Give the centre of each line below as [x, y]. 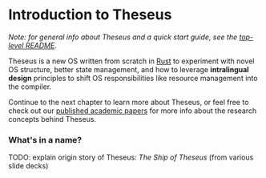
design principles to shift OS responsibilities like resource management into [133, 78]
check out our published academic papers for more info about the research [133, 111]
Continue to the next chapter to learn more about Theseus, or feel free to [129, 102]
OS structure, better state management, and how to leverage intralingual [129, 69]
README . [41, 45]
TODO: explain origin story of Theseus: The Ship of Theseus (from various [131, 157]
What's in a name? [45, 140]
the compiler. [30, 87]
